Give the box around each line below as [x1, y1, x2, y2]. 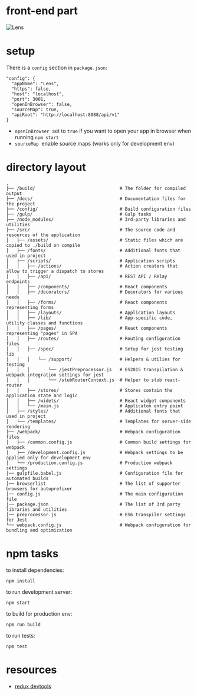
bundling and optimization [6, 527, 73, 533]
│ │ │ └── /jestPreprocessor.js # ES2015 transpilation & [6, 366, 183, 372]
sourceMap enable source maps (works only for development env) [14, 140, 175, 147]
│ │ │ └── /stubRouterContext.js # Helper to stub [6, 377, 162, 383]
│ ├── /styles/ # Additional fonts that [6, 408, 181, 414]
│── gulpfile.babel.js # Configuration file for [6, 470, 183, 476]
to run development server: [6, 588, 73, 596]
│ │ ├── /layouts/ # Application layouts [6, 310, 176, 316]
